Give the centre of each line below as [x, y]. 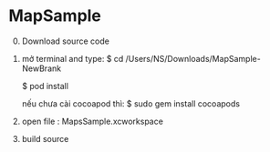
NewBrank [41, 68]
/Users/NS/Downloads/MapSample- [193, 58]
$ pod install [45, 86]
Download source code [66, 41]
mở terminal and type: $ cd [73, 58]
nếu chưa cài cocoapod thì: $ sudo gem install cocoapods [131, 103]
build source [45, 138]
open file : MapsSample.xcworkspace [92, 121]
